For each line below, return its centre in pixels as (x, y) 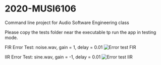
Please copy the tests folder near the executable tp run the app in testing (80, 32)
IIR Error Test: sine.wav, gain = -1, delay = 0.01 (53, 57)
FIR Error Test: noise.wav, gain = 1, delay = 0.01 (54, 47)
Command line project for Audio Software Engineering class (67, 22)
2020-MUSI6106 (41, 9)
